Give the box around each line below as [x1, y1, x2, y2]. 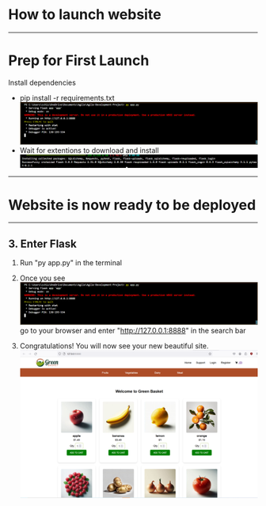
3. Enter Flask [8, 237, 77, 250]
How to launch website [8, 6, 161, 24]
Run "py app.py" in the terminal [19, 258, 123, 268]
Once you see [19, 273, 66, 283]
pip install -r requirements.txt [19, 93, 115, 102]
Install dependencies [8, 78, 77, 87]
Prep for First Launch [8, 51, 150, 70]
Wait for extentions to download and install [19, 145, 160, 155]
